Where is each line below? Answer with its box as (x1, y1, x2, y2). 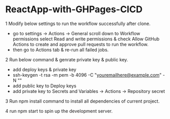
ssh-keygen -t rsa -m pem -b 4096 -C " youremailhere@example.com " (12, 72, 162, 78)
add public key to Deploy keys (12, 83, 77, 89)
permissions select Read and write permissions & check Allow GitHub (12, 36, 160, 42)
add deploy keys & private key (12, 66, 77, 73)
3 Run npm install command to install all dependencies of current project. (5, 98, 160, 104)
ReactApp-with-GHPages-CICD (5, 4, 143, 15)
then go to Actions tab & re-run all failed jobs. (12, 46, 109, 53)
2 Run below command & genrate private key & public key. (5, 56, 129, 62)
